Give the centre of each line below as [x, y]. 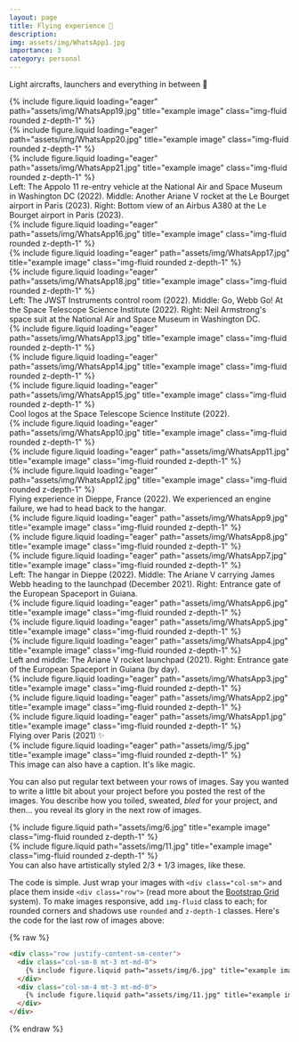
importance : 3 [36, 51]
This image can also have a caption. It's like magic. [102, 764]
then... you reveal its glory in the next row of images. [105, 810]
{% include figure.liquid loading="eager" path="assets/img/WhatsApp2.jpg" [149, 697]
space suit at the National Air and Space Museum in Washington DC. [135, 319]
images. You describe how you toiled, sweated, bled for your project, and [143, 801]
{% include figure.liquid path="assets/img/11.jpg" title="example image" [141, 846]
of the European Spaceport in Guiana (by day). [95, 669]
